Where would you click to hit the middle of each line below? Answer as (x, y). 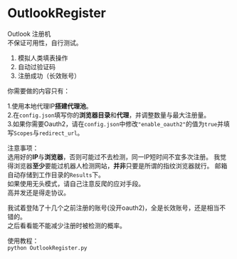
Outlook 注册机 (29, 34)
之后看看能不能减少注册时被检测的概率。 (67, 225)
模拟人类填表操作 (43, 58)
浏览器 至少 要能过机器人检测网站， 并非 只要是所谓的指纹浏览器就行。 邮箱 (120, 166)
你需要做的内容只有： (38, 91)
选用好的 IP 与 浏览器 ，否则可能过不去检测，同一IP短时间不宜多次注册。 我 (114, 157)
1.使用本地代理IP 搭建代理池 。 (50, 106)
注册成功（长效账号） (49, 76)
